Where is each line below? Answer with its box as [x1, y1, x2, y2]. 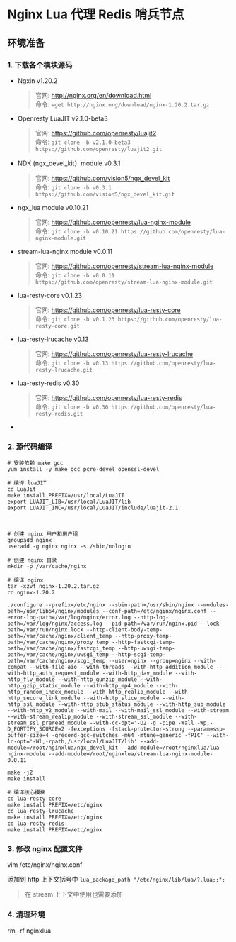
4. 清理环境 [7, 909, 45, 919]
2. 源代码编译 [7, 441, 52, 451]
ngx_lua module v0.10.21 [17, 203, 89, 211]
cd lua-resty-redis [7, 820, 65, 827]
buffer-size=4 [7, 732, 49, 739]
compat [7, 664, 27, 671]
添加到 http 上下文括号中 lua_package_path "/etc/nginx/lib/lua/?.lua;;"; [7, 875, 226, 884]
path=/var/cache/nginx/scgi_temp [7, 658, 106, 665]
